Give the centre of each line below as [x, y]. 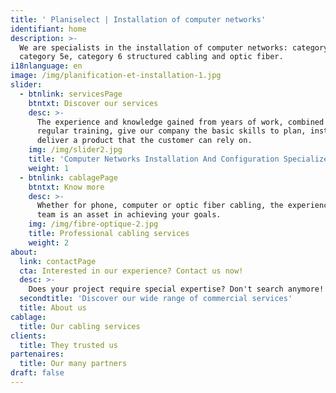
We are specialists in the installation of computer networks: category [174, 47]
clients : [28, 336]
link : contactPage [58, 261]
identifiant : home [48, 29]
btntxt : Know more [66, 187]
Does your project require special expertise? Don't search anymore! [176, 289]
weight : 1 [49, 168]
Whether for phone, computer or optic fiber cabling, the [160, 206]
